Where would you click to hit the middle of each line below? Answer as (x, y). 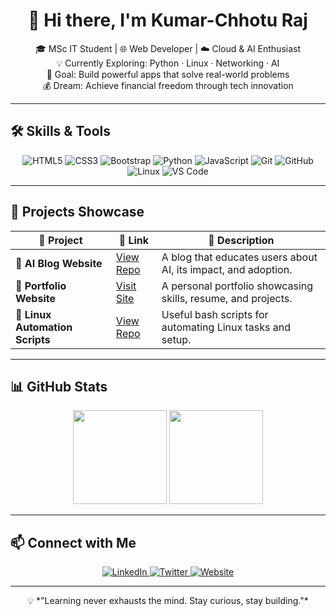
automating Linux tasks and (226, 327)
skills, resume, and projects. (227, 298)
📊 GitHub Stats (59, 386)
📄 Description (241, 240)
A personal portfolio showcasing (237, 286)
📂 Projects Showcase (77, 212)
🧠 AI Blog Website (59, 263)
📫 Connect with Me (73, 542)
